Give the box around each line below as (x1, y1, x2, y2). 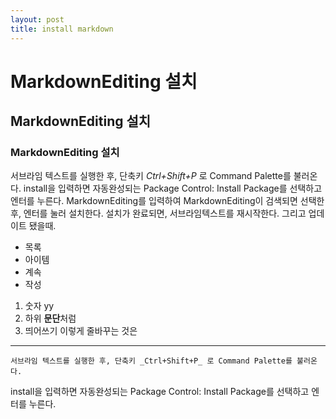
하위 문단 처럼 (24, 312, 77, 325)
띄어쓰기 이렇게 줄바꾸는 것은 (24, 325, 138, 337)
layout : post (10, 14, 65, 25)
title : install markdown (10, 24, 114, 34)
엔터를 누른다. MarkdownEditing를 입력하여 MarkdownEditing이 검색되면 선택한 (10, 195, 325, 207)
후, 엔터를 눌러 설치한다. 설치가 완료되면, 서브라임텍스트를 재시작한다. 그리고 (10, 207, 307, 220)
